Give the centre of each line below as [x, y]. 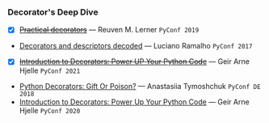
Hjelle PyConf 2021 [50, 70]
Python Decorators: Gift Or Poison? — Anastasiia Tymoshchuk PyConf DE [140, 87]
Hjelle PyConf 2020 [50, 111]
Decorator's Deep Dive [53, 12]
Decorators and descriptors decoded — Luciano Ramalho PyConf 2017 [136, 46]
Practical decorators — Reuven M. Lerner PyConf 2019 [109, 30]
